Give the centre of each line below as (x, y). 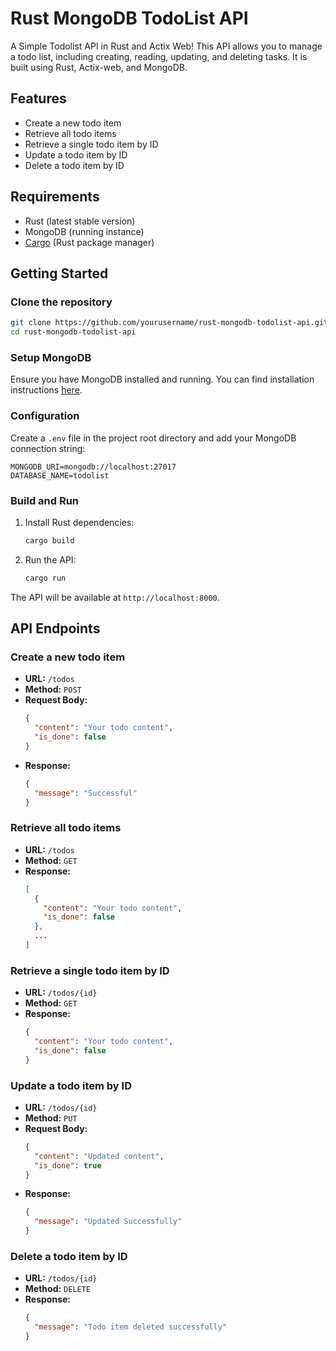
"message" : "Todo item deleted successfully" (130, 1327)
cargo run (45, 578)
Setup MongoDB (51, 357)
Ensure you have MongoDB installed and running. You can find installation (162, 379)
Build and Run (45, 500)
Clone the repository (61, 302)
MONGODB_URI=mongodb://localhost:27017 (93, 467)
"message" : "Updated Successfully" (108, 1222)
